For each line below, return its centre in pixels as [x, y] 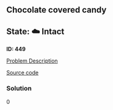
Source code [22, 73]
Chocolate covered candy [56, 10]
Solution [19, 89]
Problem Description [32, 61]
